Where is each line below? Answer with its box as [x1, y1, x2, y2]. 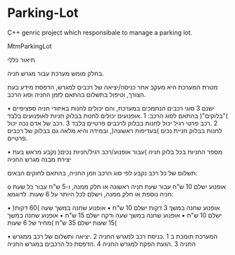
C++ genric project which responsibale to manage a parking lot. [7, 28, 193, 37]
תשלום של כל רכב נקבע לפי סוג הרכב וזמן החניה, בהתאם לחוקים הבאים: [7, 168, 198, 177]
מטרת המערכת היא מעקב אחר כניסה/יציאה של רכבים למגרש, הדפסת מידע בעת [7, 82, 218, 91]
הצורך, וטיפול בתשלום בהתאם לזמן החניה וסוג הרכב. [7, 90, 146, 99]
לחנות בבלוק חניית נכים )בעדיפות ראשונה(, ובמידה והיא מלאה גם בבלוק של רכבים [7, 126, 223, 135]
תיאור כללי [7, 55, 35, 64]
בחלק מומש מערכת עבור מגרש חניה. [7, 69, 104, 77]
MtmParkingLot [7, 42, 52, 50]
